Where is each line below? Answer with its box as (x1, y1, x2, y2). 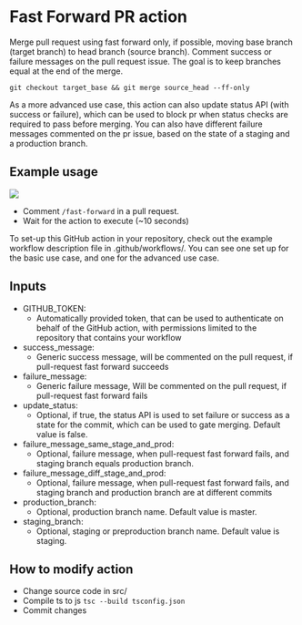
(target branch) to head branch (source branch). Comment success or (9, 46, 273, 56)
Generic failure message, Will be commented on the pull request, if (35, 380, 287, 391)
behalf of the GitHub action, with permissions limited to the (35, 322, 257, 333)
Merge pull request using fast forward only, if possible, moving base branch (9, 36, 294, 47)
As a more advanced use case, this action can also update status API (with (9, 98, 289, 110)
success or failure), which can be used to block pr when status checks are (9, 108, 288, 119)
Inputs (9, 279, 47, 294)
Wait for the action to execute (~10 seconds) (22, 215, 189, 226)
